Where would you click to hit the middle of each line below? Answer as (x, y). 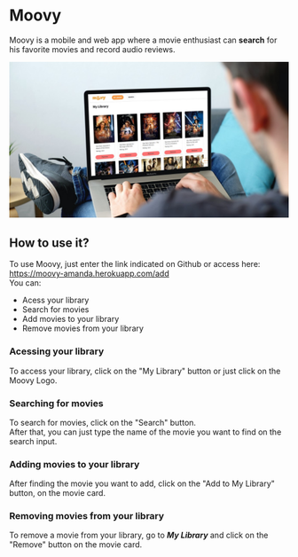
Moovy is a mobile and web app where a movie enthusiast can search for (143, 40)
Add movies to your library (71, 319)
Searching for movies (56, 403)
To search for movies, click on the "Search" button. (103, 422)
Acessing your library (57, 351)
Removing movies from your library (87, 516)
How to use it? (49, 243)
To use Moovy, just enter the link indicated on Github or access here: (135, 264)
